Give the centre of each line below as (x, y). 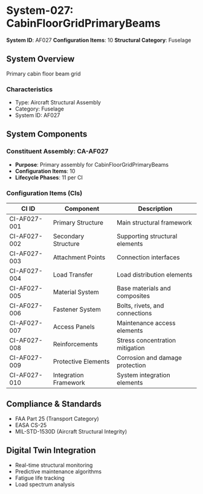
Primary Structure (78, 223)
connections (134, 313)
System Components (47, 134)
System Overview (40, 59)
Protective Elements (81, 362)
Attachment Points (79, 257)
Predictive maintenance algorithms (58, 471)
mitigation (131, 348)
